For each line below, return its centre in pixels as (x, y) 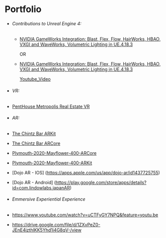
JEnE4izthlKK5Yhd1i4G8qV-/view (47, 230)
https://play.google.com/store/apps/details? (101, 182)
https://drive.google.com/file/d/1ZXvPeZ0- (56, 225)
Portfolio (23, 9)
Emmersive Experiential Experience (49, 199)
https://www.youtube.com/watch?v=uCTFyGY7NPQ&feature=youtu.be (85, 215)
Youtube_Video (35, 79)
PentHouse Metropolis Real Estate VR (51, 106)
